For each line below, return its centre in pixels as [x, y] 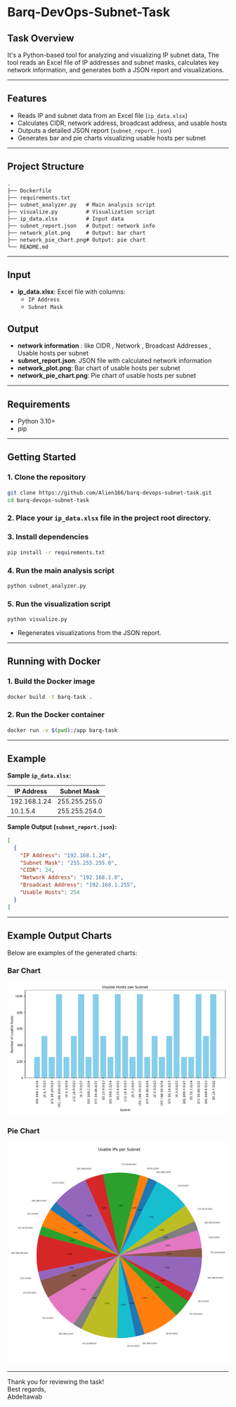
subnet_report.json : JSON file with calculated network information [114, 361]
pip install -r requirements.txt [56, 552]
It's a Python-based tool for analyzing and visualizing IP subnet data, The [113, 55]
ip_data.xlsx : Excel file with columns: [71, 292]
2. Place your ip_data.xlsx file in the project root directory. [109, 518]
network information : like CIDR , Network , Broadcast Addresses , [114, 346]
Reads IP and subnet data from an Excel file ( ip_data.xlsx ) [103, 115]
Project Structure [46, 167]
